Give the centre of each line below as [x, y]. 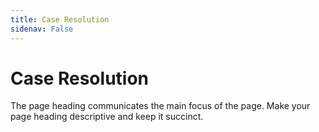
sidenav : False [42, 29]
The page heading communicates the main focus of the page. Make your [160, 106]
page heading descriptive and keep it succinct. [107, 117]
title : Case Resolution [60, 19]
